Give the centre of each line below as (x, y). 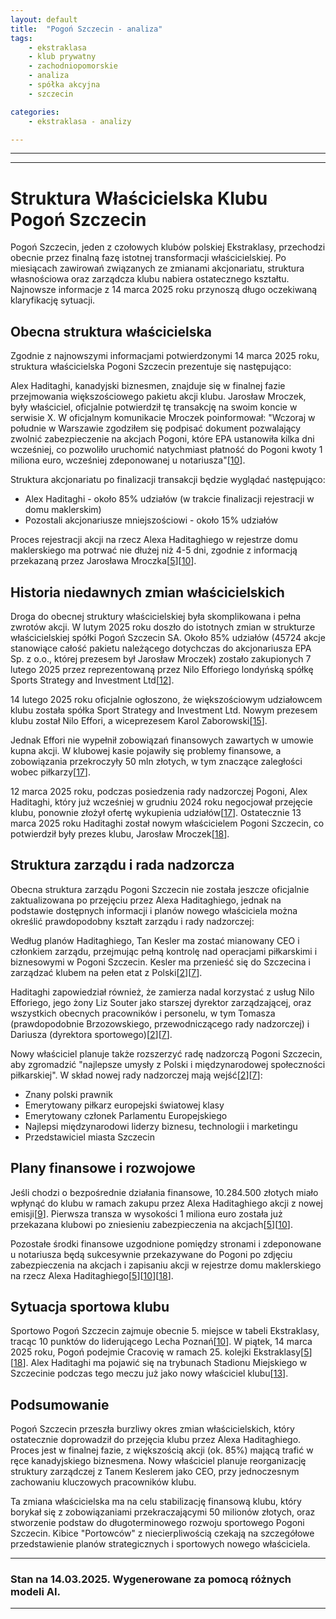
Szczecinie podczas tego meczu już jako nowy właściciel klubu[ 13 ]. (149, 1373)
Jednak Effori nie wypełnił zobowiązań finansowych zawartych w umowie (162, 740)
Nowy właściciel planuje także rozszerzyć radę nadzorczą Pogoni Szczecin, (166, 1053)
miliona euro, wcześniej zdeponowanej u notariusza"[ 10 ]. (128, 460)
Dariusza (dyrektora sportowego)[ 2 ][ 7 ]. (91, 1034)
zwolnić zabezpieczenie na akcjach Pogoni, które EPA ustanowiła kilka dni (162, 439)
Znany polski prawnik (68, 1094)
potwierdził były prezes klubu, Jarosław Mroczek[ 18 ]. (120, 833)
